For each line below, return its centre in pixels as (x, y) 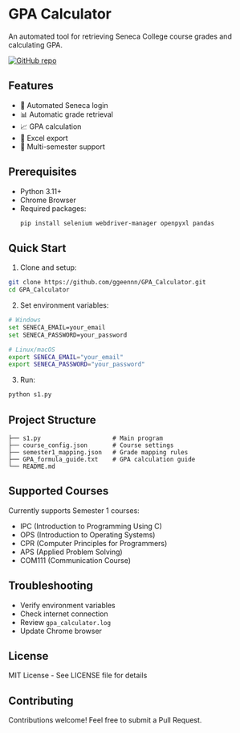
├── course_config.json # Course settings (91, 445)
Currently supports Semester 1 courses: (74, 510)
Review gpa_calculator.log (65, 622)
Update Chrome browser (61, 631)
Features (31, 86)
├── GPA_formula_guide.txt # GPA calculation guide (102, 459)
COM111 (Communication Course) (75, 560)
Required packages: (53, 208)
